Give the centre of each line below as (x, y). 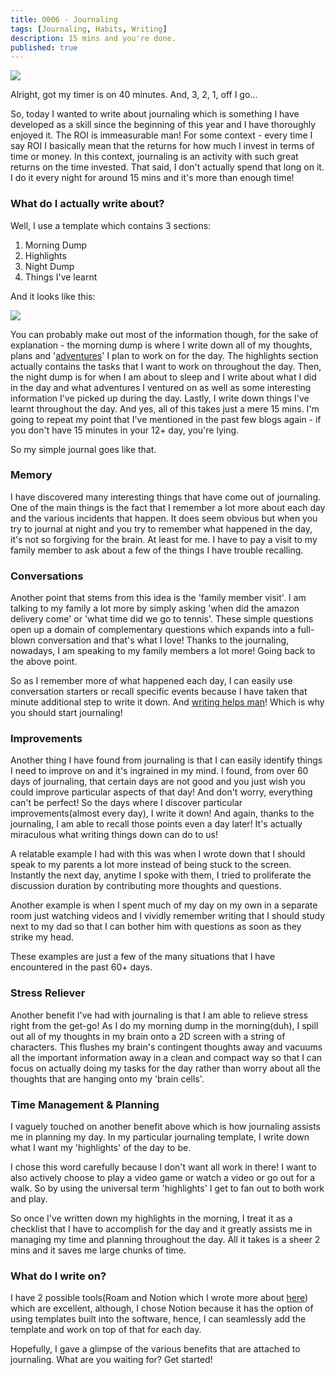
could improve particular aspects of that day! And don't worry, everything (161, 792)
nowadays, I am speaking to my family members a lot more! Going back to (163, 651)
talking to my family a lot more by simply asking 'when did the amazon (155, 608)
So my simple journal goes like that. (83, 449)
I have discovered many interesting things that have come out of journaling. (166, 497)
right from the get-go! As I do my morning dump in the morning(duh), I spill (164, 1025)
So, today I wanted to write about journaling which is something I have (155, 114)
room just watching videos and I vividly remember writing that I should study (168, 916)
